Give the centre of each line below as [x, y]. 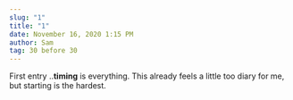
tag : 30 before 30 [43, 51]
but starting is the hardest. [58, 86]
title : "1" [29, 26]
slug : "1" [28, 17]
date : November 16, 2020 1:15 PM [71, 34]
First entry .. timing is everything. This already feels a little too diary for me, [147, 76]
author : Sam [31, 42]
